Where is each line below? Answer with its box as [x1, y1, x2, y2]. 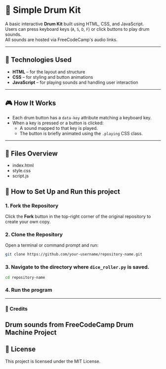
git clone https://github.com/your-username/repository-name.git [5, 252, 142, 257]
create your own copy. [5, 219, 51, 225]
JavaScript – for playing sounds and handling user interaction [12, 79, 138, 85]
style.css [12, 168, 31, 174]
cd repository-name [5, 275, 45, 280]
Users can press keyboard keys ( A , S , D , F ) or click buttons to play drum [5, 26, 150, 32]
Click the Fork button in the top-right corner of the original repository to [5, 213, 151, 219]
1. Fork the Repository [5, 202, 59, 209]
